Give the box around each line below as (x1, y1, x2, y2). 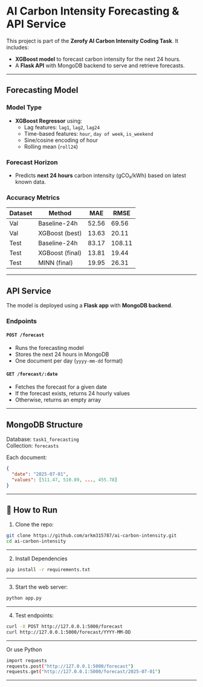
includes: (6, 44, 29, 51)
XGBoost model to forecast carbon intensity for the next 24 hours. (14, 55, 181, 62)
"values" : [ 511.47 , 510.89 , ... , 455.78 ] (11, 477, 118, 483)
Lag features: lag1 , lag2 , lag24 (24, 123, 100, 131)
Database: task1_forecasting (6, 435, 80, 443)
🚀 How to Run (6, 505, 58, 515)
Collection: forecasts (6, 442, 59, 449)
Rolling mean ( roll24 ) (24, 142, 79, 150)
